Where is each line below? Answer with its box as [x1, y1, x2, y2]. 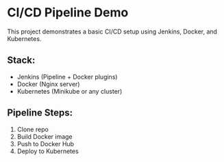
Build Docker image [16, 132, 73, 141]
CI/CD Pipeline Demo [7, 5, 129, 21]
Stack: [7, 55, 36, 66]
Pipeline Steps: [7, 107, 73, 119]
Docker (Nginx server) [16, 80, 80, 88]
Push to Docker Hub [16, 139, 74, 148]
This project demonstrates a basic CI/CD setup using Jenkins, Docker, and [7, 27, 218, 36]
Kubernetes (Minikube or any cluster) [16, 87, 123, 95]
